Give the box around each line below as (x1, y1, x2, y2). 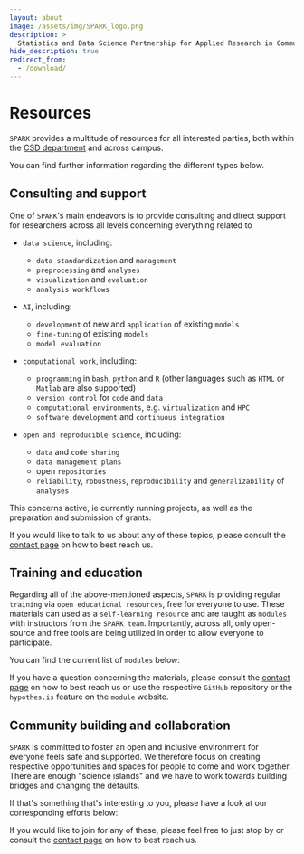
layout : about (9, 13, 63, 23)
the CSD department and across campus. (9, 142, 164, 153)
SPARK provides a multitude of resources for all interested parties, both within (9, 132, 295, 143)
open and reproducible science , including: (22, 429, 182, 440)
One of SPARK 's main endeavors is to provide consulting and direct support (9, 210, 287, 221)
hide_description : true (9, 47, 100, 56)
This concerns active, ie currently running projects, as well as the (9, 502, 253, 513)
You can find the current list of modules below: (9, 655, 181, 666)
